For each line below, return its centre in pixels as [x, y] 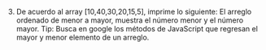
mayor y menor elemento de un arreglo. [83, 37]
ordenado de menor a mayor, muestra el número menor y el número [130, 20]
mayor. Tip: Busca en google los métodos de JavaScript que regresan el [137, 29]
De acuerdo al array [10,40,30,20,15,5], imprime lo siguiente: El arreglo [134, 12]
